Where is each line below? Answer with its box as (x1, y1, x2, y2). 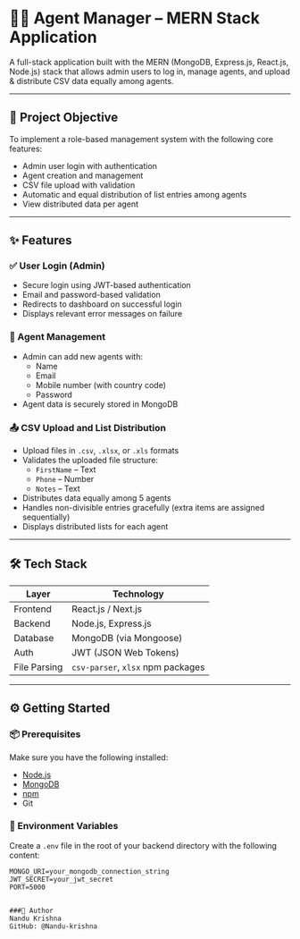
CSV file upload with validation (21, 179, 136, 190)
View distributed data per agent (21, 199, 139, 209)
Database (13, 631, 54, 644)
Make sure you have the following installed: (9, 751, 169, 763)
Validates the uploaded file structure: (21, 455, 159, 466)
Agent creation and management (21, 170, 144, 181)
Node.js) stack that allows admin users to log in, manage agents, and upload (9, 66, 290, 77)
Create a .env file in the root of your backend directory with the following (9, 840, 277, 850)
